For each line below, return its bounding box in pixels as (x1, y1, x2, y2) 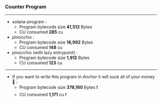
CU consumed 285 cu (19, 29, 64, 35)
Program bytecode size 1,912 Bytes (19, 55, 90, 61)
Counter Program (5, 3, 47, 10)
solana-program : (12, 19, 47, 25)
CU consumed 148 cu (19, 44, 63, 50)
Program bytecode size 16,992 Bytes (19, 40, 93, 45)
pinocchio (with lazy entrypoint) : (12, 50, 78, 56)
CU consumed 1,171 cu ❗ (19, 92, 67, 98)
